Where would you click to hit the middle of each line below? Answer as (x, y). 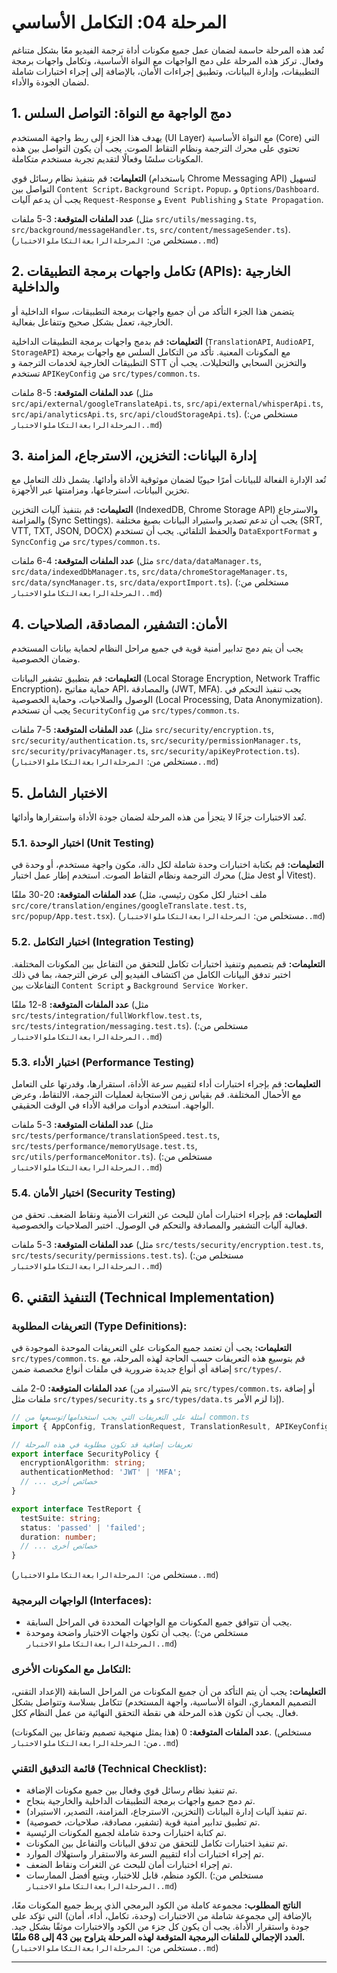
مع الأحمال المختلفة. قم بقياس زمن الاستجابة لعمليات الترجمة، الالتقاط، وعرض (156, 1094)
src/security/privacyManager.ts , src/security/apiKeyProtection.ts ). (155, 751)
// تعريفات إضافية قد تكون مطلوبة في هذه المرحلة (102, 1444)
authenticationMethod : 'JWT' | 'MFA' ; (101, 1472)
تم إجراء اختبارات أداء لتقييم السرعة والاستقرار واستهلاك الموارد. (144, 1854)
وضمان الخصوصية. (46, 659)
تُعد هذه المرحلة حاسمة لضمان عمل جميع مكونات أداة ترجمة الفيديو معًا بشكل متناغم (167, 50)
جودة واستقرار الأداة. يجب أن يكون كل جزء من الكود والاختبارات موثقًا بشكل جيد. (160, 1927)
